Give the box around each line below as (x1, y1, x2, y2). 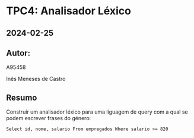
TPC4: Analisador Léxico (6, 4, 132, 18)
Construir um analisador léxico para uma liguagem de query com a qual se (6, 108, 188, 115)
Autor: (6, 48, 31, 58)
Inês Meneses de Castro (6, 76, 66, 83)
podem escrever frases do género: (6, 115, 91, 122)
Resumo (6, 92, 37, 102)
